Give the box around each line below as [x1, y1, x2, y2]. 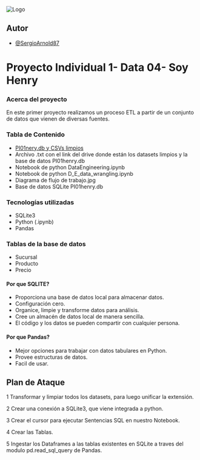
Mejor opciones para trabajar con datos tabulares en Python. [15, 347, 167, 354]
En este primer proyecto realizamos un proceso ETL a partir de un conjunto [6, 109, 194, 116]
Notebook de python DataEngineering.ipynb [15, 164, 125, 171]
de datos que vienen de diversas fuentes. [6, 115, 110, 122]
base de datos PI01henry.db [15, 157, 85, 164]
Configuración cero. [15, 300, 65, 307]
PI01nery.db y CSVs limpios [15, 144, 84, 152]
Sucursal [15, 253, 38, 261]
